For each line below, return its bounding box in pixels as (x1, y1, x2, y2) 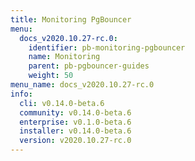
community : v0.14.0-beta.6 (19, 107, 132, 118)
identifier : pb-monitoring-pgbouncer (28, 42, 186, 53)
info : (10, 89, 33, 99)
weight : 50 (28, 71, 74, 81)
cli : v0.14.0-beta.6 (19, 98, 105, 108)
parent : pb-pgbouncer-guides (28, 61, 150, 71)
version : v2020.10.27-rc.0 (19, 136, 132, 146)
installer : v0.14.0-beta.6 (19, 126, 132, 136)
